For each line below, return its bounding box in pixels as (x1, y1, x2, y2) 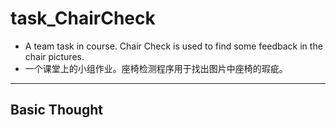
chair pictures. (24, 50, 85, 62)
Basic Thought (10, 102, 103, 119)
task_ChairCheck (10, 7, 156, 30)
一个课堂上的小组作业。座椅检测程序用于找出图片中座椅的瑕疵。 (24, 62, 288, 74)
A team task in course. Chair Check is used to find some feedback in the (24, 40, 323, 52)
